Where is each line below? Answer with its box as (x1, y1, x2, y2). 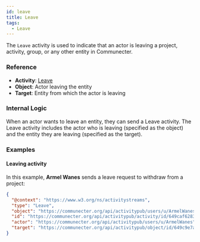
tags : (6, 20, 20, 26)
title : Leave (6, 14, 39, 20)
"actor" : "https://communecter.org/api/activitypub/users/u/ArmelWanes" (11, 219, 196, 225)
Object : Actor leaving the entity (14, 83, 92, 90)
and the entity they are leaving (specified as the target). (6, 130, 143, 137)
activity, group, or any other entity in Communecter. (6, 48, 133, 56)
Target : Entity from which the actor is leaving (14, 89, 126, 96)
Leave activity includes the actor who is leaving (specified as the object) (6, 124, 183, 131)
